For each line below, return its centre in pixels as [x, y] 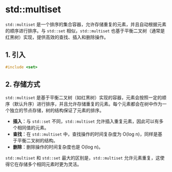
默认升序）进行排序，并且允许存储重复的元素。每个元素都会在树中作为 [88, 104]
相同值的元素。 [33, 128]
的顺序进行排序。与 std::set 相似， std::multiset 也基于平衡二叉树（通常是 [85, 31]
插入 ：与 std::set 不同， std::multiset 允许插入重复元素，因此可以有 [86, 121]
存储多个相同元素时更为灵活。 [50, 164]
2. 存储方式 [23, 84]
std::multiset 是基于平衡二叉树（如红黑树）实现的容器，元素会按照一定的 [84, 98]
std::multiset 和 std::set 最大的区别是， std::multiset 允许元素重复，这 [83, 158]
